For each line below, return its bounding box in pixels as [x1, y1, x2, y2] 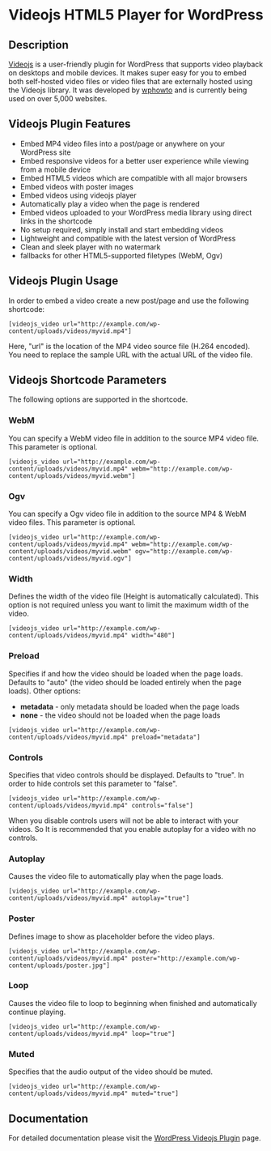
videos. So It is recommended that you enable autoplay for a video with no [8, 824, 256, 833]
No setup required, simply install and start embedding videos [19, 224, 224, 234]
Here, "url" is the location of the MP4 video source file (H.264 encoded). [8, 341, 251, 351]
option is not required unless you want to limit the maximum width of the [8, 600, 249, 610]
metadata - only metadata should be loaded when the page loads [19, 701, 240, 711]
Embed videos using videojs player [19, 190, 138, 200]
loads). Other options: [8, 686, 81, 696]
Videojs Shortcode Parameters [8, 373, 167, 387]
